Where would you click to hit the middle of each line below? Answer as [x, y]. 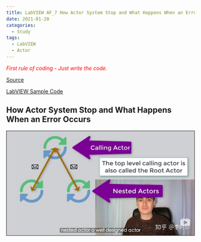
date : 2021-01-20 [28, 19]
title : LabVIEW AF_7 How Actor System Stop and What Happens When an [95, 13]
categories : [21, 25]
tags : [13, 38]
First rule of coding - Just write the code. [57, 68]
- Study [21, 32]
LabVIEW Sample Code [35, 91]
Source [15, 79]
